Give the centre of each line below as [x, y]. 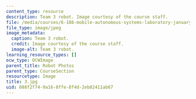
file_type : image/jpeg [34, 28]
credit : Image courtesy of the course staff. [68, 44]
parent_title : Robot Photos [40, 66]
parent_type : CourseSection [40, 71]
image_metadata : [26, 33]
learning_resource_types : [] [41, 55]
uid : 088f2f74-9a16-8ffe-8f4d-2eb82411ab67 [60, 87]
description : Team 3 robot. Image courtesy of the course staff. [87, 17]
